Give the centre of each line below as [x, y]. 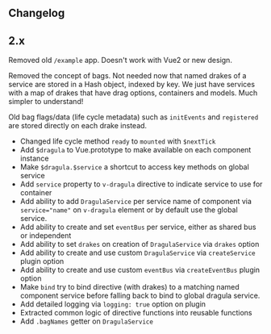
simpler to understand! [46, 102]
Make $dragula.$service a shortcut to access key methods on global [135, 167]
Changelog [37, 13]
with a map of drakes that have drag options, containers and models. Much [133, 93]
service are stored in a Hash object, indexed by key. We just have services [132, 85]
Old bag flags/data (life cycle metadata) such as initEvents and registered [133, 117]
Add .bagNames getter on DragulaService [86, 321]
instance [34, 159]
